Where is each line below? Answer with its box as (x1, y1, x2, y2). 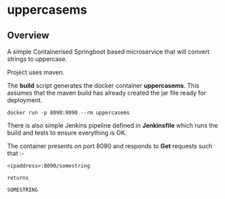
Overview (7, 30, 50, 41)
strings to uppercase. (7, 55, 67, 63)
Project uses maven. (7, 68, 65, 76)
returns (7, 174, 29, 181)
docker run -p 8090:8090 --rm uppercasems (7, 109, 130, 116)
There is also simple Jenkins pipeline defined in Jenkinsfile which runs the (7, 121, 218, 129)
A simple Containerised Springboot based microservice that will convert (7, 47, 210, 56)
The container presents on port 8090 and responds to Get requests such (7, 142, 213, 150)
